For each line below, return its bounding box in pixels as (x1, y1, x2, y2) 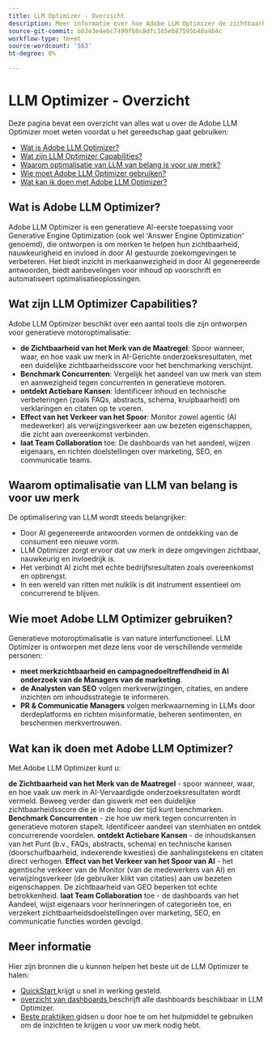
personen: (8, 651, 43, 660)
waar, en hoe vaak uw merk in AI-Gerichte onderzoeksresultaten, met (19, 352, 253, 361)
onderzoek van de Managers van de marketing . (19, 675, 183, 685)
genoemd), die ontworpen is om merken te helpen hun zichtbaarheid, (8, 239, 240, 249)
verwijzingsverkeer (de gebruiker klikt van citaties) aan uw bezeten (8, 874, 232, 883)
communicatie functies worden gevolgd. (8, 916, 143, 926)
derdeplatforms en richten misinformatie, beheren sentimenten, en (19, 710, 242, 720)
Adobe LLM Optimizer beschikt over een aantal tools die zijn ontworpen (8, 318, 248, 328)
